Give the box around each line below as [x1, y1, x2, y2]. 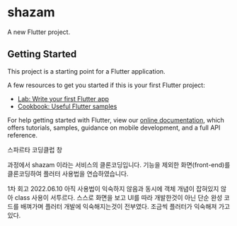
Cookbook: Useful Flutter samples [17, 102, 117, 111]
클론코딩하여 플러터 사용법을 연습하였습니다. [7, 169, 129, 178]
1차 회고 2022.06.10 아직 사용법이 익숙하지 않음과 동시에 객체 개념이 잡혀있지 [7, 184, 219, 193]
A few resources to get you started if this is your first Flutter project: [7, 81, 205, 89]
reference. [7, 130, 37, 139]
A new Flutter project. [7, 28, 71, 36]
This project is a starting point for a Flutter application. [7, 67, 166, 75]
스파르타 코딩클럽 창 [7, 145, 62, 154]
